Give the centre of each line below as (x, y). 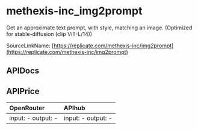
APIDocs (23, 71)
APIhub (74, 108)
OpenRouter (27, 108)
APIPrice (23, 91)
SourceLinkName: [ (30, 46)
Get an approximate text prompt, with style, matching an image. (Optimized (99, 28)
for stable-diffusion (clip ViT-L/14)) (49, 34)
